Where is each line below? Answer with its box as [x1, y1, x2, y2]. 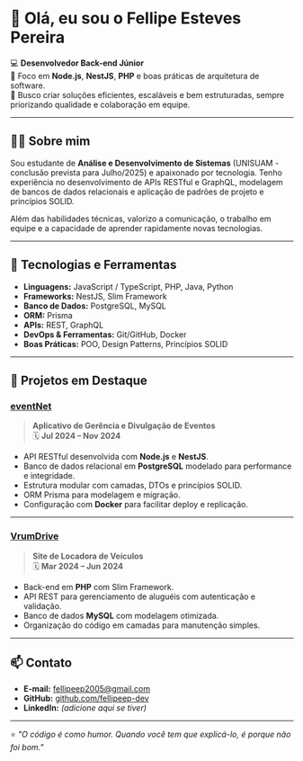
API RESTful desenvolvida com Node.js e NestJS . [22, 452, 209, 462]
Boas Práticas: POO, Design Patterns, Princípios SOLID [22, 338, 228, 349]
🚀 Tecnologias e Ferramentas [10, 257, 177, 273]
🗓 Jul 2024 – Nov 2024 [31, 431, 121, 442]
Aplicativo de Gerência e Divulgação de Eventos [31, 420, 216, 431]
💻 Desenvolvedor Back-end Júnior [10, 58, 145, 68]
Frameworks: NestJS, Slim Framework [22, 291, 167, 301]
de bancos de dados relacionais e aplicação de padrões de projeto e [10, 186, 264, 197]
